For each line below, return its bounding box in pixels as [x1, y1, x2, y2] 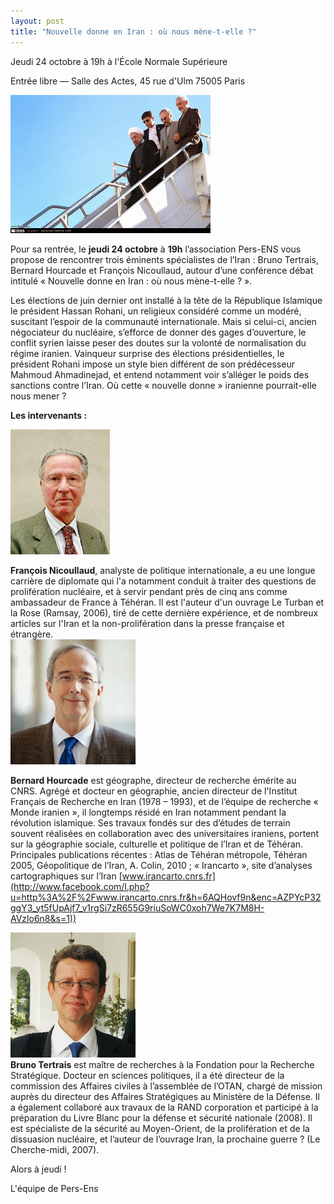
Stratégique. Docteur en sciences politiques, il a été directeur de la [10, 1069, 285, 1081]
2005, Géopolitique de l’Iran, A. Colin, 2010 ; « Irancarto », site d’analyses [10, 859, 313, 871]
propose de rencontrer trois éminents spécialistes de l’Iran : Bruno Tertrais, [10, 253, 319, 265]
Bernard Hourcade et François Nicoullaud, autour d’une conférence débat [10, 264, 314, 276]
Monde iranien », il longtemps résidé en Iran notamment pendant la [10, 806, 287, 818]
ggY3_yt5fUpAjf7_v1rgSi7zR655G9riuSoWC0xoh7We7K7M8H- [10, 901, 265, 914]
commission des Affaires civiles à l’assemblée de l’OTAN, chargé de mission [10, 1080, 323, 1092]
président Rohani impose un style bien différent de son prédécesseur [10, 358, 295, 370]
